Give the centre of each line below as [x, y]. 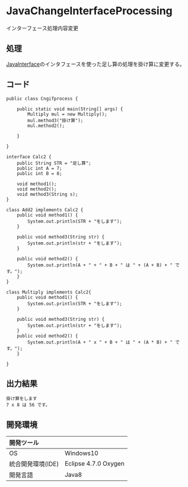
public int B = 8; [39, 173]
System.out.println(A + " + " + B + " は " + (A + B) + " [100, 265]
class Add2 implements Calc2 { [45, 210]
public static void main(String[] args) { [70, 109]
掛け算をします [22, 399]
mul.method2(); [46, 126]
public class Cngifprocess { [42, 98]
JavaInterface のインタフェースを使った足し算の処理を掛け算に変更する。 [95, 64]
